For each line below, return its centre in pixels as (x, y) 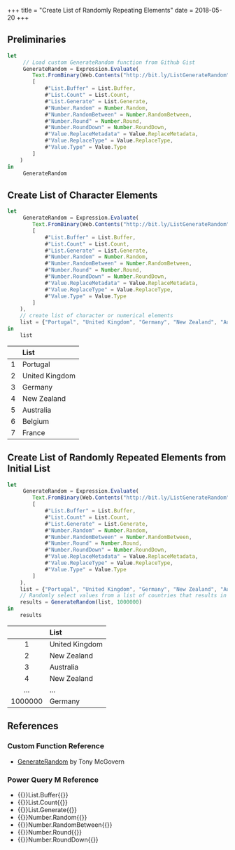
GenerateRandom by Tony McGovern (71, 762)
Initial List (29, 469)
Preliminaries (37, 40)
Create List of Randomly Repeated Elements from (117, 458)
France (34, 432)
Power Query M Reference (53, 780)
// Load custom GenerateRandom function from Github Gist (109, 62)
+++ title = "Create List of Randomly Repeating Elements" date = (100, 10)
